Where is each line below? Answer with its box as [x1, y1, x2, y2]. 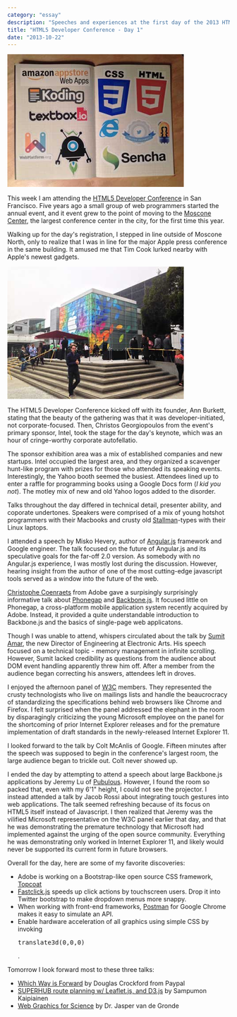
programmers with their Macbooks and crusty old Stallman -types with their [7, 516, 226, 525]
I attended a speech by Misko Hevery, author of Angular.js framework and [7, 537, 222, 546]
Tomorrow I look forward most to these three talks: [7, 966, 154, 974]
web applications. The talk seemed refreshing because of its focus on [7, 800, 210, 809]
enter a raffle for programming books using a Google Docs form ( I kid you [7, 480, 221, 488]
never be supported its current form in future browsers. [7, 845, 168, 853]
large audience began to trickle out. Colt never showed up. [7, 757, 178, 765]
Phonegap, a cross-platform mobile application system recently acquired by [7, 603, 228, 611]
